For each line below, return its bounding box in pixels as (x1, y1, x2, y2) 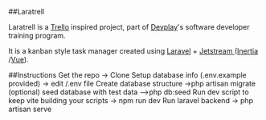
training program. (8, 31, 66, 40)
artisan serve (8, 104, 52, 114)
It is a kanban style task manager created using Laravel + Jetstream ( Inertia (8, 46, 259, 55)
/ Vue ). (8, 55, 30, 64)
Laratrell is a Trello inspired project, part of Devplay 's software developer (8, 22, 251, 31)
